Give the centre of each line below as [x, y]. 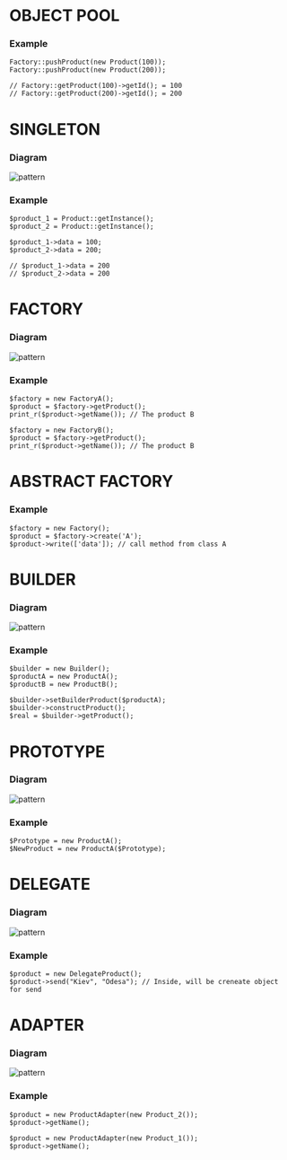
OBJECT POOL [65, 16]
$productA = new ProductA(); [64, 677]
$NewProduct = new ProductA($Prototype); [88, 849]
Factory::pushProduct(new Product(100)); [88, 62]
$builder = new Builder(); [60, 669]
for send [26, 989]
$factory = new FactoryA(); [62, 399]
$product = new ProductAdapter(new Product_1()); [104, 1138]
